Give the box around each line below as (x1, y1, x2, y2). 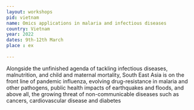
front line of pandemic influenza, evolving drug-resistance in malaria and (6, 77, 188, 85)
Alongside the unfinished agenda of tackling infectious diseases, (6, 65, 168, 72)
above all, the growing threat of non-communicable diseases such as (6, 90, 179, 97)
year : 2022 (6, 31, 34, 37)
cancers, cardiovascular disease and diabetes (6, 97, 121, 104)
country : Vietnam (6, 25, 50, 32)
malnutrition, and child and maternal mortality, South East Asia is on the (6, 71, 185, 79)
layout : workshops (6, 8, 53, 15)
